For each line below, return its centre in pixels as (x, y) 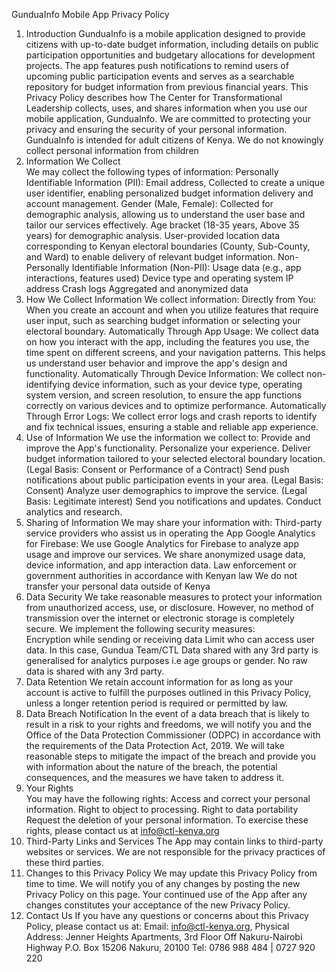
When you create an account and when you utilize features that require (172, 310)
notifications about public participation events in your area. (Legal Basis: (174, 480)
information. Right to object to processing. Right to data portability (162, 809)
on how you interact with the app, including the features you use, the (167, 342)
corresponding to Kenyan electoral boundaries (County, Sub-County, (168, 246)
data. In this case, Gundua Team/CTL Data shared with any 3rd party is (172, 650)
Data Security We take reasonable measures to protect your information (174, 597)
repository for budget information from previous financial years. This (167, 87)
